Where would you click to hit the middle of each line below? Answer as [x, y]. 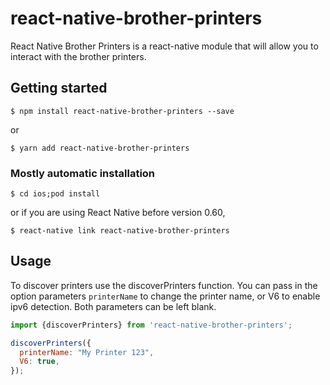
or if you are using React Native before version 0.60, [118, 213]
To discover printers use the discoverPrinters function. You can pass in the [164, 285]
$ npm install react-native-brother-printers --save [122, 111]
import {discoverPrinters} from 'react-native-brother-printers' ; [151, 325]
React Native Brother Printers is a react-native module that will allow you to [164, 46]
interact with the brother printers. [78, 56]
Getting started [59, 88]
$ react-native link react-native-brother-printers [120, 231]
